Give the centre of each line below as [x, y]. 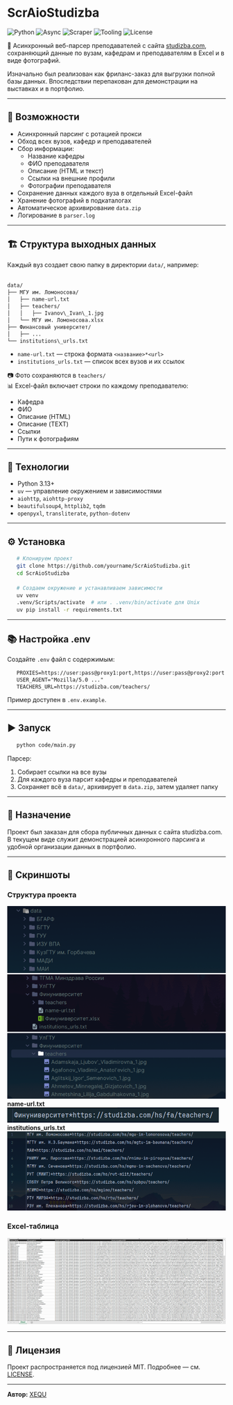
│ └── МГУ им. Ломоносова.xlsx [55, 320]
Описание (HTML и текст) [66, 170]
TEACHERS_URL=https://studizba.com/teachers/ [83, 687]
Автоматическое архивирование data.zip [79, 207]
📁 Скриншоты [39, 875]
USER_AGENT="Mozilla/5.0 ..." [60, 680]
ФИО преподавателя [58, 163]
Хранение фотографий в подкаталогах [74, 200]
